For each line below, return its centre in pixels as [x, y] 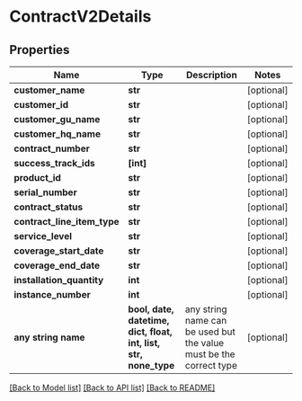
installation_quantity [59, 280]
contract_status [49, 207]
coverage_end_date [57, 265]
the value [204, 343]
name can [206, 321]
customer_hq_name [58, 134]
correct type [211, 365]
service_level [43, 236]
